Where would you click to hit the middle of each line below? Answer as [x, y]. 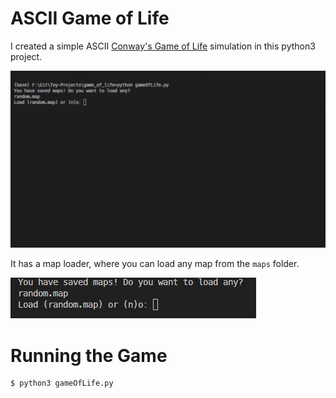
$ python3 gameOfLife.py [62, 383]
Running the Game [89, 355]
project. [26, 56]
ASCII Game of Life [90, 18]
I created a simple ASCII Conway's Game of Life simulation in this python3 [163, 46]
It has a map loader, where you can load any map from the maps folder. [155, 264]
